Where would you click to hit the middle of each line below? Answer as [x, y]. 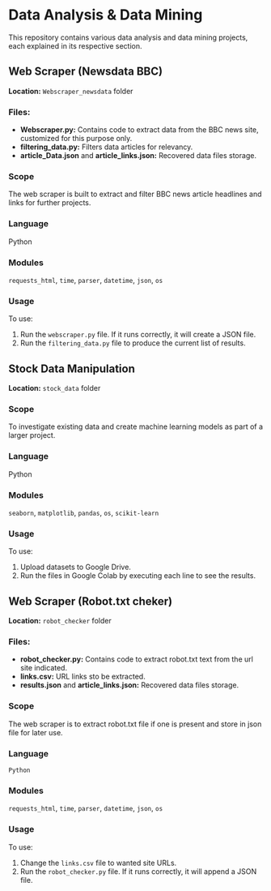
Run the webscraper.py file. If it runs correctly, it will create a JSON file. [138, 335]
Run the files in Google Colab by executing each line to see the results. [138, 576]
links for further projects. [50, 203]
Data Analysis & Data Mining [106, 15]
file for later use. [36, 732]
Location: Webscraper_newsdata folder [71, 91]
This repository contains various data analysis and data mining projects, [128, 37]
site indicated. [43, 668]
